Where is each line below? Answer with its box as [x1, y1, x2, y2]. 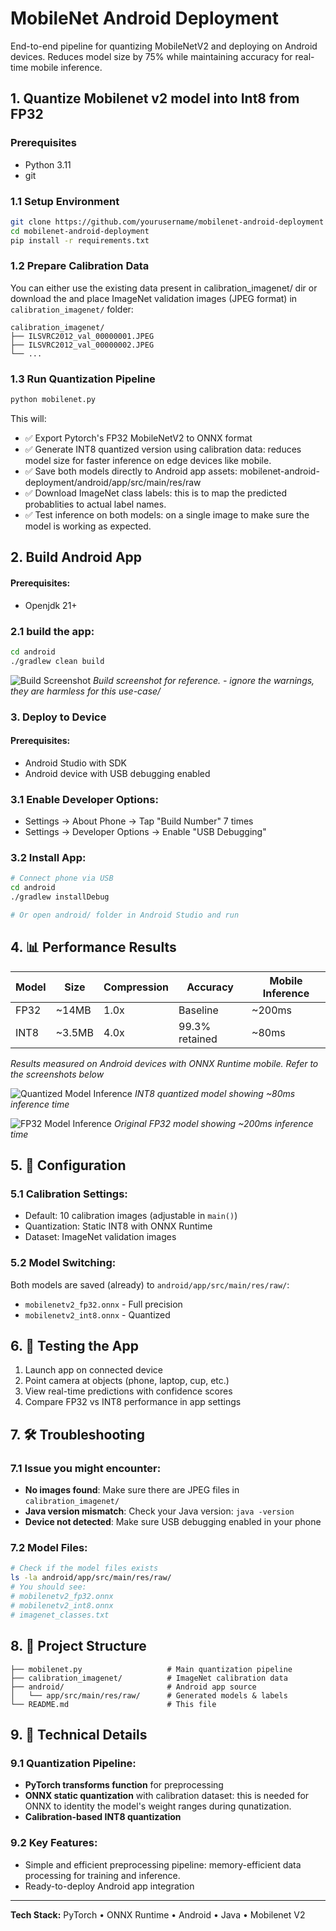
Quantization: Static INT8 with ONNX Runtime [24, 1220, 213, 1232]
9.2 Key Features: [10, 1836, 98, 1850]
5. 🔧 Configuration [10, 1157, 127, 1174]
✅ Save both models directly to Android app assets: [24, 465, 238, 477]
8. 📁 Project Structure [10, 1638, 147, 1655]
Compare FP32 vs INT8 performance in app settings [24, 1396, 242, 1408]
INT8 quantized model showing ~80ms [134, 1087, 296, 1099]
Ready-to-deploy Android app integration [24, 1880, 195, 1892]
